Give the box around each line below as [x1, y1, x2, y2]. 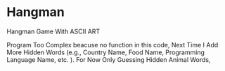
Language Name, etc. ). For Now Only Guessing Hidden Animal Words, [6, 55, 212, 63]
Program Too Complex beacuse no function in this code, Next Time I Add [6, 40, 219, 49]
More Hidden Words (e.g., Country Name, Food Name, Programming [6, 48, 205, 56]
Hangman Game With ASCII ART [6, 27, 101, 35]
